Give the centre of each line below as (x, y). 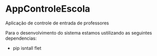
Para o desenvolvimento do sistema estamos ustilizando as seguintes (79, 33)
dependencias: (21, 38)
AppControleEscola (48, 9)
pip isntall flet (27, 48)
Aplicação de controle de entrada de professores (57, 23)
